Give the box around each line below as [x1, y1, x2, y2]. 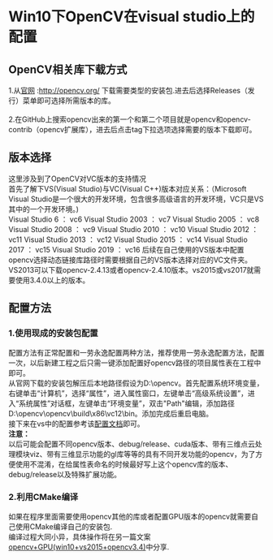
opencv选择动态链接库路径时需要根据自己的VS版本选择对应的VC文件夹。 [8, 255, 253, 265]
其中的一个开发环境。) [8, 204, 80, 213]
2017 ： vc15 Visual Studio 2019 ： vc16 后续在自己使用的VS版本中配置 [8, 244, 245, 254]
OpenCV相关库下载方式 [8, 62, 128, 76]
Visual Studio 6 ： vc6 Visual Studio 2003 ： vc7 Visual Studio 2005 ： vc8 [8, 214, 260, 224]
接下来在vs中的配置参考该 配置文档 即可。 [8, 419, 145, 429]
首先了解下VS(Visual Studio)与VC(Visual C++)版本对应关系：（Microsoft [8, 183, 247, 193]
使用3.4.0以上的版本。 [15, 275, 90, 285]
